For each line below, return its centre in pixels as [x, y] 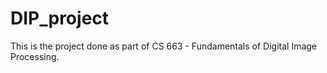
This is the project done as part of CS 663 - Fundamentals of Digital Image [164, 46]
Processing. [35, 56]
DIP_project [60, 18]
